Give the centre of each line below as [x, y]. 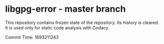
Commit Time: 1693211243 [32, 37]
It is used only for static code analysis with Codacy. [57, 27]
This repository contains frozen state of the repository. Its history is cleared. [82, 22]
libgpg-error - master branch [66, 9]
